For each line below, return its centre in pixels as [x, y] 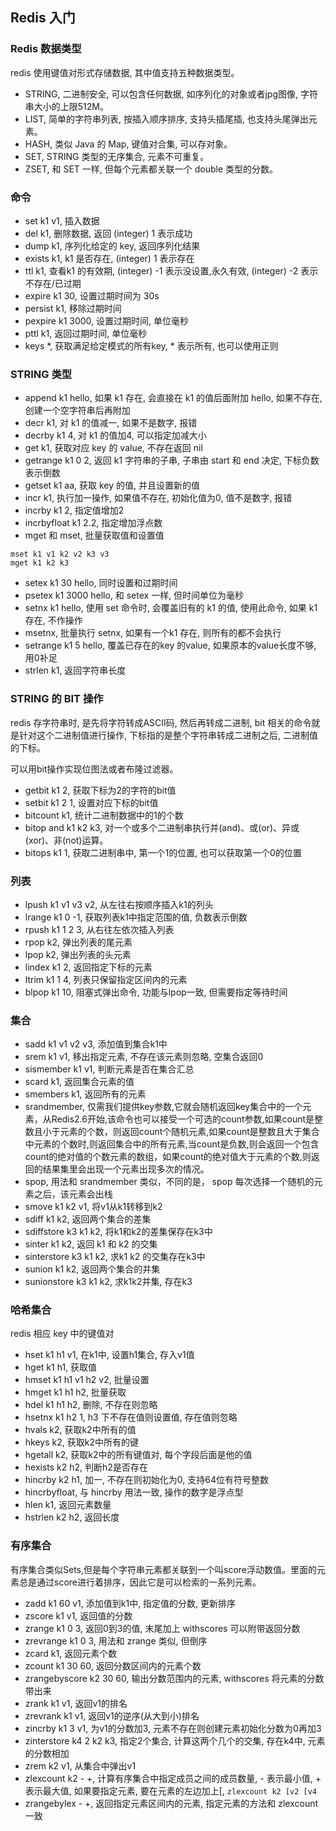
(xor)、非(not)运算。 [66, 840]
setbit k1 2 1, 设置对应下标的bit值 [91, 802]
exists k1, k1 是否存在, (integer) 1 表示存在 [109, 258]
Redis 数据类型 [46, 49]
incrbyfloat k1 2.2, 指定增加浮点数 [93, 523]
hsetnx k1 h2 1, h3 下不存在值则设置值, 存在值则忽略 [131, 1417]
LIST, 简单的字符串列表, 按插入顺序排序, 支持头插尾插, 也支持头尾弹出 [166, 119]
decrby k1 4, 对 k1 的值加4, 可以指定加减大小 [115, 435]
